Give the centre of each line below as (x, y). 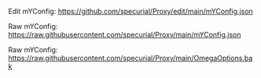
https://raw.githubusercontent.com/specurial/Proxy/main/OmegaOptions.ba (130, 58)
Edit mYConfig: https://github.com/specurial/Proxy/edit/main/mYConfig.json (130, 11)
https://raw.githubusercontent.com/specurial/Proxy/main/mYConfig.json (125, 35)
